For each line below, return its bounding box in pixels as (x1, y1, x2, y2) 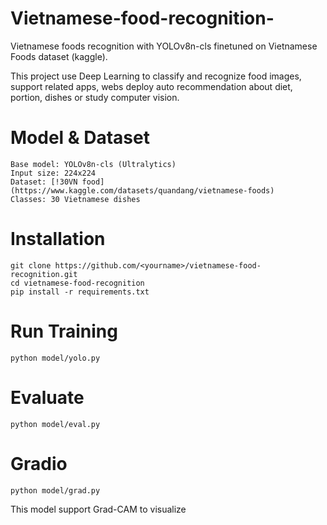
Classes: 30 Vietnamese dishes (10, 194, 141, 204)
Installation (10, 228, 106, 251)
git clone (10, 260, 52, 271)
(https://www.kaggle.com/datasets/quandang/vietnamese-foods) (10, 185, 275, 196)
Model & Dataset (10, 127, 150, 149)
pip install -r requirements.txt (10, 287, 150, 297)
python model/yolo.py (10, 353, 101, 363)
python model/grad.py (10, 485, 101, 496)
